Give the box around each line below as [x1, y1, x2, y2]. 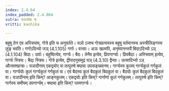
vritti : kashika [5, 21, 40, 27]
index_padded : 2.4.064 [5, 12, 53, 17]
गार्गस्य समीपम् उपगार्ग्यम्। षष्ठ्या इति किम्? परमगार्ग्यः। [5, 80, 92, 86]
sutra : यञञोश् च [5, 17, 37, 22]
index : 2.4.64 [5, 7, 36, 13]
